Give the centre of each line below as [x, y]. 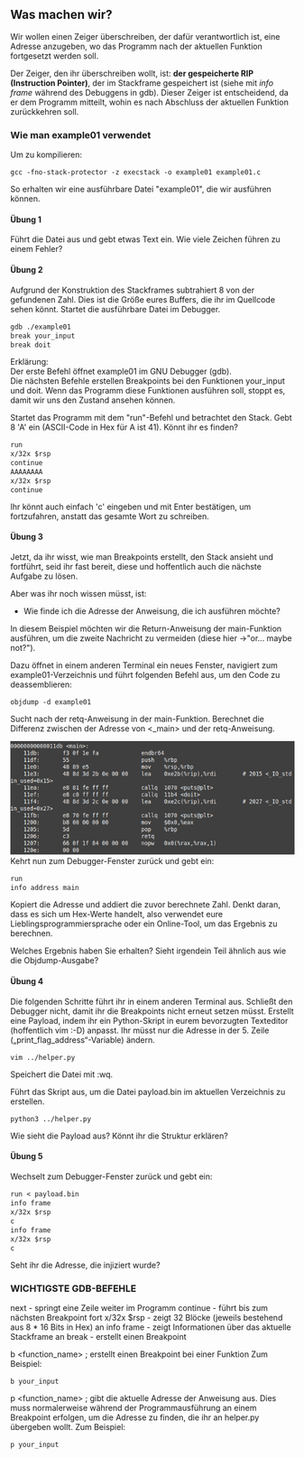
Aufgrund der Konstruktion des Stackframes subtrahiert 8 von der [133, 290]
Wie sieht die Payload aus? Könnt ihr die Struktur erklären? [119, 1136]
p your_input [35, 1445]
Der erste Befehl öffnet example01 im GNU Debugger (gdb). [121, 371]
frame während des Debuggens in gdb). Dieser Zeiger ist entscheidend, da [150, 92]
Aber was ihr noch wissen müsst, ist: [78, 593]
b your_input [35, 1382]
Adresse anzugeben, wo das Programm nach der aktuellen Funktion [136, 46]
